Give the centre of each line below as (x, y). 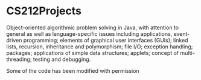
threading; (19, 59)
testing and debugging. (62, 59)
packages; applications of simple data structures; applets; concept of (93, 53)
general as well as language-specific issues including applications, (89, 33)
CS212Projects (44, 11)
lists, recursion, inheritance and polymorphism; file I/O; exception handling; (100, 47)
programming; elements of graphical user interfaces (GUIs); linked (106, 40)
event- (182, 33)
